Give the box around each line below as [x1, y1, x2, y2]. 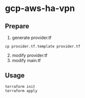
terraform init [5, 84, 36, 89]
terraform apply [5, 88, 37, 93]
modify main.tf [12, 58, 41, 63]
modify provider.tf [12, 52, 48, 58]
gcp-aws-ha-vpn [5, 3, 75, 14]
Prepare [5, 22, 30, 30]
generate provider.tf [12, 35, 52, 40]
